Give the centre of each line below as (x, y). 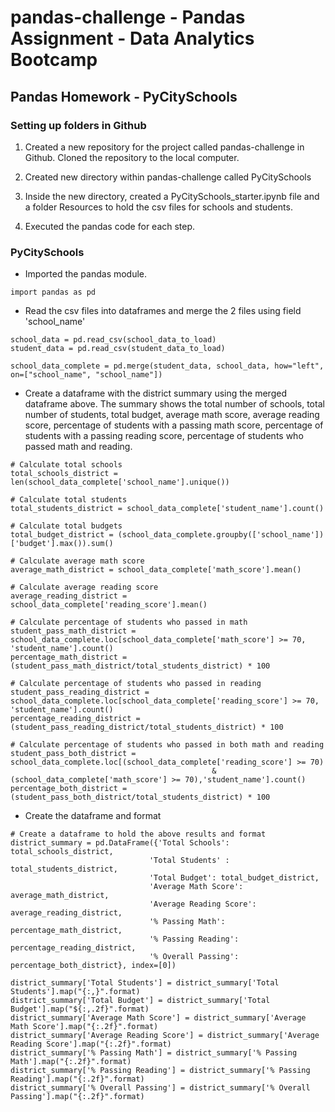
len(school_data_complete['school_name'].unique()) (120, 482)
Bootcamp (54, 60)
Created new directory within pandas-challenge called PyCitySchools (168, 177)
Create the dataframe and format (93, 816)
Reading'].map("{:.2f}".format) (77, 1079)
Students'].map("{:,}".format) (75, 992)
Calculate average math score (82, 561)
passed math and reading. (78, 447)
